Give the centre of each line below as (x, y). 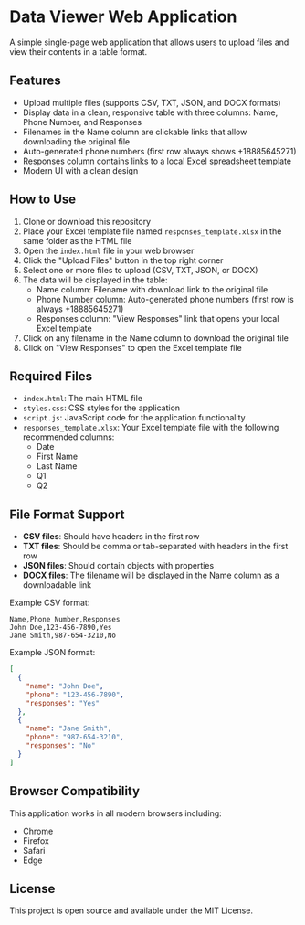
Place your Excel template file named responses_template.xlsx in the (152, 231)
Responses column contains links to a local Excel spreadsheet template (157, 161)
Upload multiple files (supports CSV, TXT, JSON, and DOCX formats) (152, 102)
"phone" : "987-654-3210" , (75, 738)
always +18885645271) (80, 309)
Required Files (51, 376)
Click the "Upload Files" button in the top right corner (123, 260)
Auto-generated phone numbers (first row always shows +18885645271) (159, 151)
